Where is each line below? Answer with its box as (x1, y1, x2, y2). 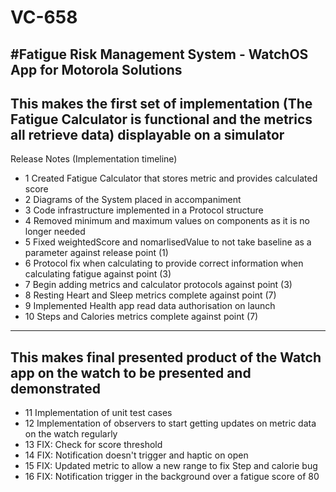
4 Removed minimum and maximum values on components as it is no (24, 215, 311, 227)
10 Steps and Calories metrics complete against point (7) (24, 311, 259, 323)
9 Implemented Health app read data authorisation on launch (24, 300, 276, 312)
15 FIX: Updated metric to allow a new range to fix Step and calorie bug (24, 460, 318, 472)
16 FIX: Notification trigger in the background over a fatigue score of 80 (24, 471, 320, 483)
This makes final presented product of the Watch (10, 349, 322, 366)
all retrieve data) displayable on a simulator (10, 126, 285, 143)
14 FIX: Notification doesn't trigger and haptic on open (24, 449, 249, 461)
